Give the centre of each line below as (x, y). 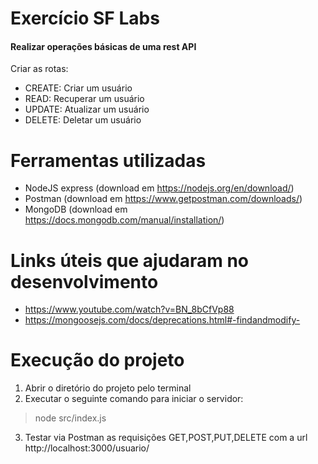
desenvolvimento (84, 281)
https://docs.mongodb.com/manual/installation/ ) (124, 220)
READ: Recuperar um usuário (84, 99)
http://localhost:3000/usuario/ (87, 448)
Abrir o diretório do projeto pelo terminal (108, 388)
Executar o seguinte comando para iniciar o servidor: (134, 399)
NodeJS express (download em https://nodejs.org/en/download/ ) (159, 188)
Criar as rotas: (39, 69)
